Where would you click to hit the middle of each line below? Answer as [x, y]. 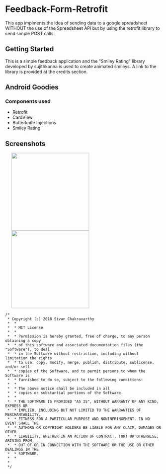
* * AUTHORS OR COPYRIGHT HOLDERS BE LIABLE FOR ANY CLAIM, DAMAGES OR [84, 428]
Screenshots [25, 143]
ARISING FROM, [20, 441]
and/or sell [17, 367]
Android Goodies [32, 87]
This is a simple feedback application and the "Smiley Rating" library [75, 61]
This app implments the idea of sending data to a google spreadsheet [76, 23]
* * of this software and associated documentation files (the [75, 345]
